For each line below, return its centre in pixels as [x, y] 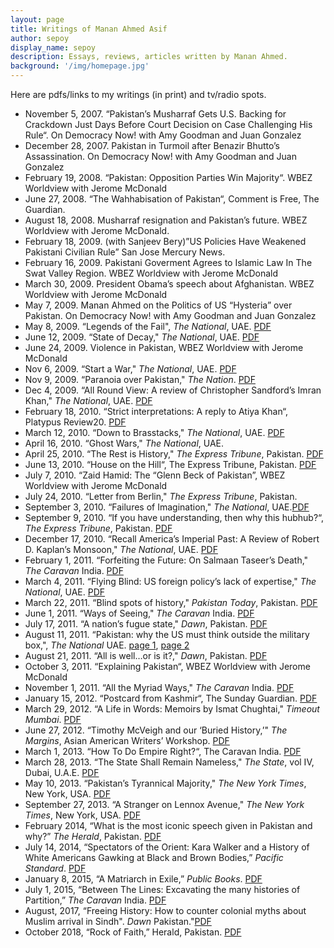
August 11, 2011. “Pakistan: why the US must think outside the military [167, 634]
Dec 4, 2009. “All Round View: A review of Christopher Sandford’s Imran [173, 390]
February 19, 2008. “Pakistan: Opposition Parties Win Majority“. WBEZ [168, 177]
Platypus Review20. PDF [75, 422]
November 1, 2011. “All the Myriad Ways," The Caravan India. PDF [159, 687]
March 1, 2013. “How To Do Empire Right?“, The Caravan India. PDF [163, 751]
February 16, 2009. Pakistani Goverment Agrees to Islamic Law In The [168, 262]
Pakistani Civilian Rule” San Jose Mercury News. [125, 252]
